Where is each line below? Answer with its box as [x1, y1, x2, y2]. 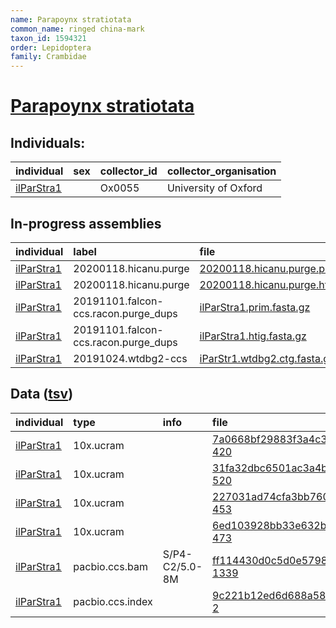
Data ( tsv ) [10, 386, 74, 403]
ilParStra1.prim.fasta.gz [199, 300, 311, 314]
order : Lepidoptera [10, 42, 92, 53]
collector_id [99, 164, 158, 178]
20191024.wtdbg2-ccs [73, 351, 188, 365]
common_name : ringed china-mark [10, 24, 145, 34]
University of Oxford [166, 181, 263, 195]
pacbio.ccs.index [73, 594, 153, 608]
